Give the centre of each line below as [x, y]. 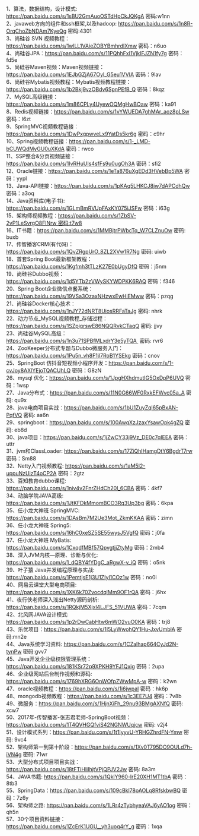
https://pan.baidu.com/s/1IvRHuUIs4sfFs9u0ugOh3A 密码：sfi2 [84, 163]
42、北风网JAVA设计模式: [38, 614]
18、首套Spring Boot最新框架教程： [49, 259]
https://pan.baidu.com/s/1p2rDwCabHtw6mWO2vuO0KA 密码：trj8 [88, 622]
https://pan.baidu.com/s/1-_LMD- [110, 141]
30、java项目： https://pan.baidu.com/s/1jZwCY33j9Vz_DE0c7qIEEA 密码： [98, 437]
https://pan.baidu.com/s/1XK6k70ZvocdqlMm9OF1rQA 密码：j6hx [86, 592]
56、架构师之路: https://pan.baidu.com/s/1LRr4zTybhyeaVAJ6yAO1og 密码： [99, 805]
